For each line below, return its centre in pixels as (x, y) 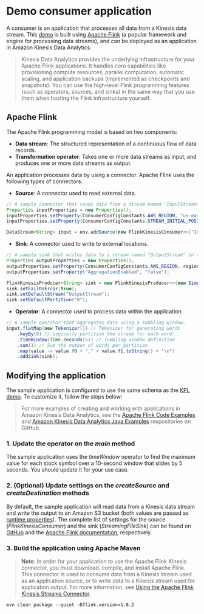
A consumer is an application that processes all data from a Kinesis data (97, 28)
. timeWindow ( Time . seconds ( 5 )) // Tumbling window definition (96, 340)
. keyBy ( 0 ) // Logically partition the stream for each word (95, 334)
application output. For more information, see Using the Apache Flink (107, 587)
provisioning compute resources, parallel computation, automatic (102, 72)
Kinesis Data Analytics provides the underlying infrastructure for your (108, 59)
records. (25, 150)
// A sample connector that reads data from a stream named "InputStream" (103, 204)
